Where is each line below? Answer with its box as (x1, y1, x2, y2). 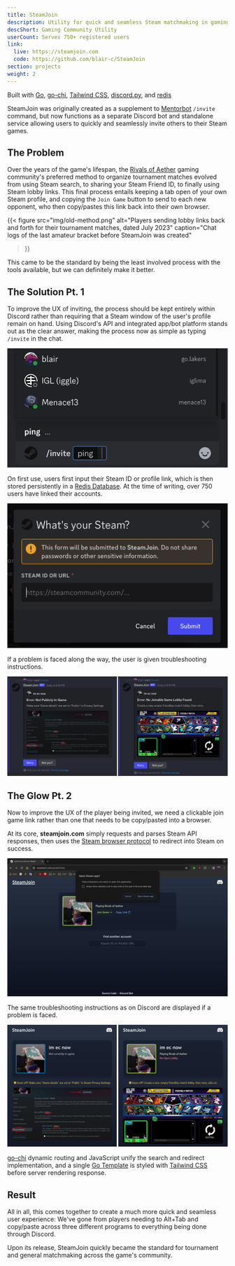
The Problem (7, 147, 64, 159)
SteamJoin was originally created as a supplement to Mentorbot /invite (7, 104, 215, 112)
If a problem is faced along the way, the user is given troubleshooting (7, 655, 207, 664)
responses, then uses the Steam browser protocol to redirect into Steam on (7, 837, 224, 845)
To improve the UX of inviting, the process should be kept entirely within (7, 305, 215, 313)
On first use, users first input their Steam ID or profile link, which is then (7, 475, 213, 483)
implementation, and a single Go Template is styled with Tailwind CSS (7, 1161, 208, 1170)
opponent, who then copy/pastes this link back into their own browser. (7, 203, 210, 211)
